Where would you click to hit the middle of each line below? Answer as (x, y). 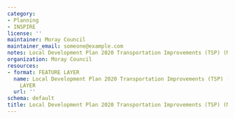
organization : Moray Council (50, 59)
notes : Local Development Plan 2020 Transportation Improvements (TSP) (114, 53)
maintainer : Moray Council (47, 40)
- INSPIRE (22, 27)
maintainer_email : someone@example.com (65, 46)
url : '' (25, 92)
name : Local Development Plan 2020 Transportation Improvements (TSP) (119, 79)
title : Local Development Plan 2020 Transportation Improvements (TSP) (114, 105)
